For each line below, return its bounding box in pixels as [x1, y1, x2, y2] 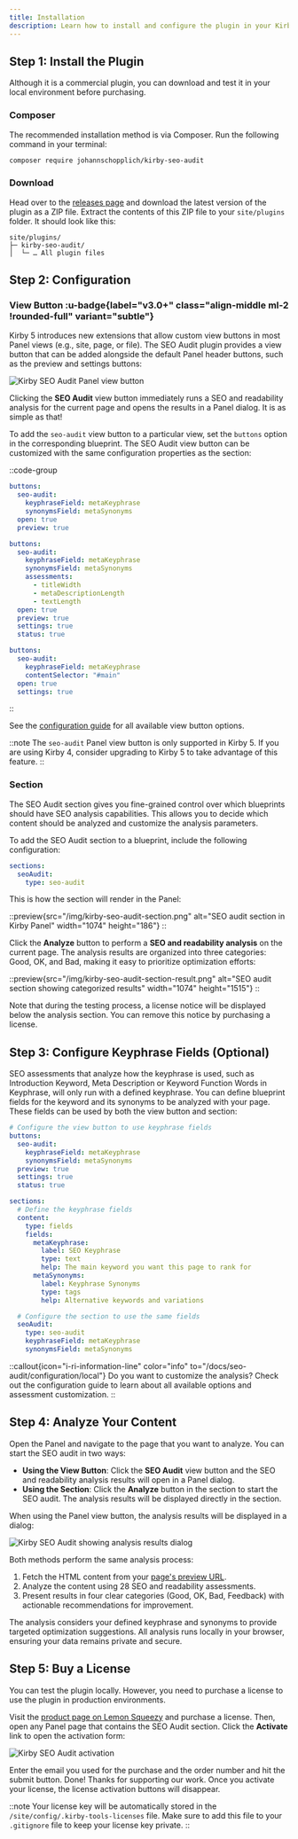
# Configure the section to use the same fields [17, 1311, 200, 1321]
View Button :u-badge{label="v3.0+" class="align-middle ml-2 [9, 299, 289, 311]
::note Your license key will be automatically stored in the [9, 1801, 217, 1812]
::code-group [9, 465, 58, 475]
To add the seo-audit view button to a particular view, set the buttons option [9, 429, 288, 440]
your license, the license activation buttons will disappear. [9, 1783, 221, 1794]
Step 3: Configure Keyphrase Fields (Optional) [9, 1045, 271, 1060]
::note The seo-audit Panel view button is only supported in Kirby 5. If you [9, 738, 279, 748]
